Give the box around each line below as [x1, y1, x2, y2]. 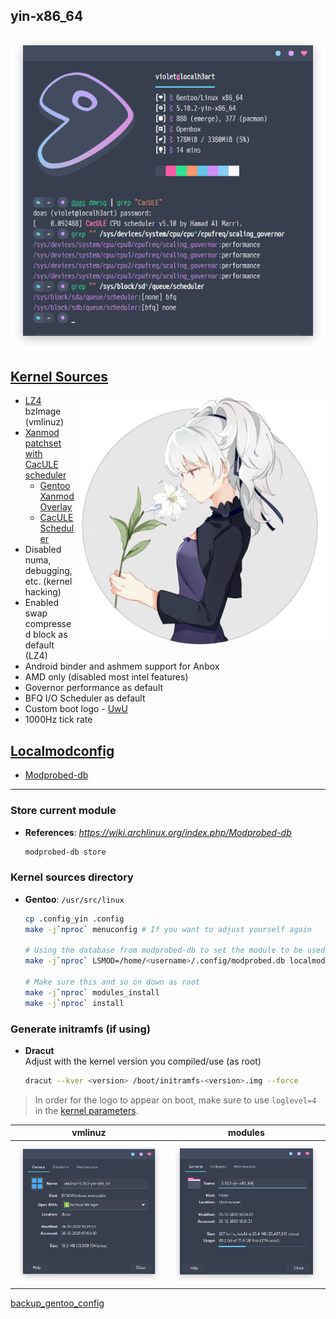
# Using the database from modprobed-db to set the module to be [24, 945, 303, 956]
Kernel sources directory [10, 870, 134, 884]
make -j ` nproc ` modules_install [24, 987, 160, 998]
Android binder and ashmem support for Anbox [24, 660, 220, 673]
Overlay [39, 501, 73, 513]
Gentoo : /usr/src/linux [24, 893, 125, 905]
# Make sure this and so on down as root [24, 977, 200, 987]
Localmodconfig [10, 742, 115, 759]
